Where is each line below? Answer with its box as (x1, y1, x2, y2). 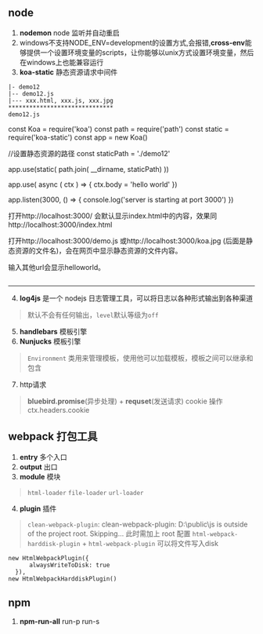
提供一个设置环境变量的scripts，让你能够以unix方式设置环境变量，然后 (26, 47, 254, 57)
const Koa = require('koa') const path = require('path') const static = (8, 124, 229, 133)
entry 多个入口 (19, 452, 68, 461)
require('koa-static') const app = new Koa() (8, 133, 148, 142)
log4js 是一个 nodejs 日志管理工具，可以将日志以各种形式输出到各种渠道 (19, 293, 254, 303)
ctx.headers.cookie (27, 405, 90, 414)
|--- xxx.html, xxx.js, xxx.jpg (8, 97, 113, 104)
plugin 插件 (19, 504, 57, 513)
